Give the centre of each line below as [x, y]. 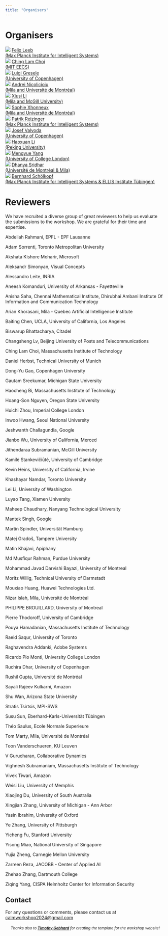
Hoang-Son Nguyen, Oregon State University [53, 400]
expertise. [16, 227]
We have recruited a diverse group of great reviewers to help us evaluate [81, 216]
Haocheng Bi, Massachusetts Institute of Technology [60, 390]
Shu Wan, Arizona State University [41, 697]
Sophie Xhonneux [30, 107]
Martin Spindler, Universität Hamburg [44, 528]
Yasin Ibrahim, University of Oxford [42, 815]
